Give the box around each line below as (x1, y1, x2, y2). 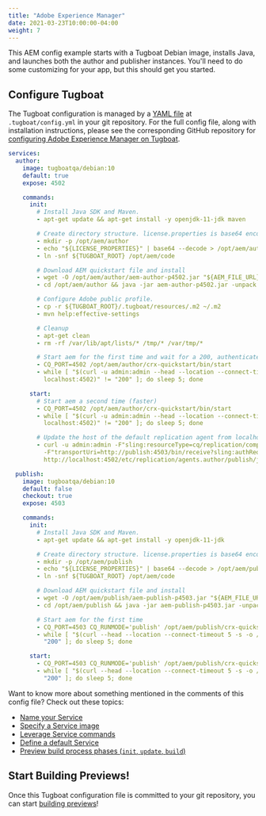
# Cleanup (36, 324, 69, 332)
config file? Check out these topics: (8, 697, 124, 707)
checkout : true (22, 492, 73, 500)
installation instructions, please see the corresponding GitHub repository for (8, 126, 256, 136)
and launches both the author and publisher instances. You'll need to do (8, 56, 243, 66)
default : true (22, 171, 69, 179)
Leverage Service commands (19, 729, 116, 738)
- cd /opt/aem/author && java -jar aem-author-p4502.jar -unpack (36, 281, 257, 289)
